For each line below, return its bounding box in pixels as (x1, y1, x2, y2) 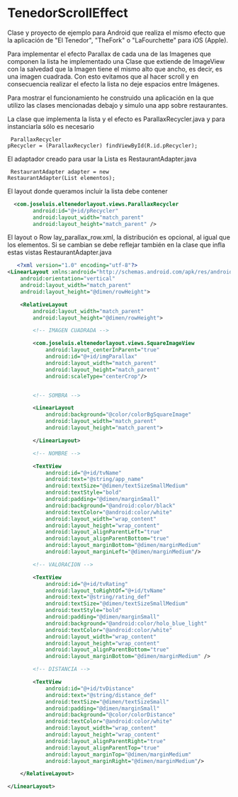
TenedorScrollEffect (7, 5, 129, 21)
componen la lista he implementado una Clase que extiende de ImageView (7, 57, 225, 65)
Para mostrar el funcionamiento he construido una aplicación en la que (7, 94, 214, 102)
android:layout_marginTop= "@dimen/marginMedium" (45, 751, 192, 758)
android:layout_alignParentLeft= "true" (45, 528, 163, 536)
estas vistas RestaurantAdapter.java (7, 248, 112, 256)
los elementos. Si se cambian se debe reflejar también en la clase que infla (7, 241, 225, 249)
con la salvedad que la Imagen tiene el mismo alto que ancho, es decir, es (7, 64, 223, 73)
